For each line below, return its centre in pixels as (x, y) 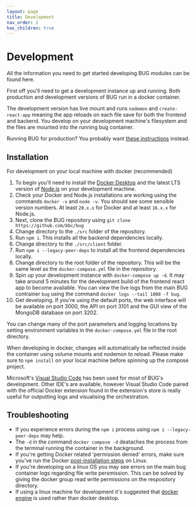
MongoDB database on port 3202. (57, 313)
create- (168, 109)
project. (16, 367)
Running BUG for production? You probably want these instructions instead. (98, 139)
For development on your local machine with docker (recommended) (89, 171)
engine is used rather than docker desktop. (67, 498)
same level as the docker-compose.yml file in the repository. (86, 269)
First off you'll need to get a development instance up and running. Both (94, 91)
